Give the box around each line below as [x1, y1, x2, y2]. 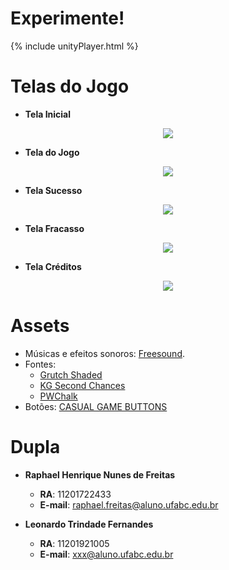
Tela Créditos [24, 260, 82, 272]
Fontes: [24, 358, 57, 370]
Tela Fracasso [24, 222, 85, 234]
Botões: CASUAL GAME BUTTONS [24, 400, 168, 412]
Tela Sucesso [24, 184, 83, 196]
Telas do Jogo [10, 75, 130, 98]
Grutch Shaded [39, 368, 103, 381]
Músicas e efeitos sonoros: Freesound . [24, 347, 185, 359]
